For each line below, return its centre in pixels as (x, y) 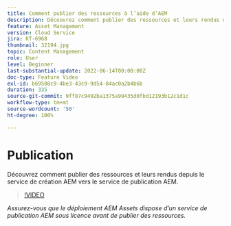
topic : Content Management (46, 52)
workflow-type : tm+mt (38, 103)
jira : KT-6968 (27, 39)
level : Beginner (30, 64)
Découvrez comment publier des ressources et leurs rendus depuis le (106, 174)
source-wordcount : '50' (41, 109)
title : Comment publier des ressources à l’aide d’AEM (87, 13)
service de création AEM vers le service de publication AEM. (93, 181)
